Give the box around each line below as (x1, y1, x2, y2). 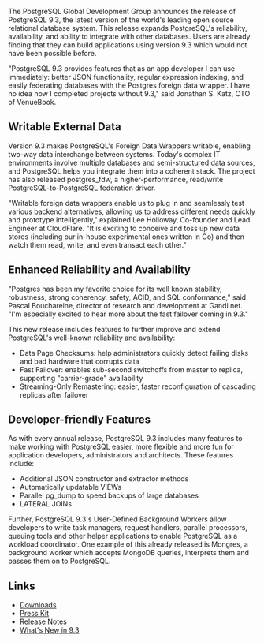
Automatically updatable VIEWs (19, 483, 122, 492)
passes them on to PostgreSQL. (8, 556, 111, 566)
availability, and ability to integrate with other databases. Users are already (8, 32, 251, 41)
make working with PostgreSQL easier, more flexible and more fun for (8, 442, 234, 452)
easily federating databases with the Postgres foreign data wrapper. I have (8, 80, 251, 90)
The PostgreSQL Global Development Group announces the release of (8, 7, 236, 16)
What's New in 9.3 (19, 625, 80, 635)
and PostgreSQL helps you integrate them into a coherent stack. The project (8, 166, 255, 176)
